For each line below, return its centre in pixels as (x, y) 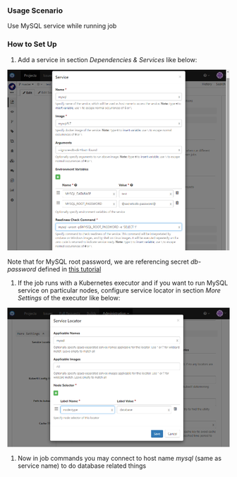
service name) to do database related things (82, 466)
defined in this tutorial (69, 269)
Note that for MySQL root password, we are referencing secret (98, 261)
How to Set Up (32, 45)
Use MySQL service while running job (62, 26)
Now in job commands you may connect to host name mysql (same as (120, 459)
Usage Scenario (35, 11)
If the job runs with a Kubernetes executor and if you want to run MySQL (123, 283)
